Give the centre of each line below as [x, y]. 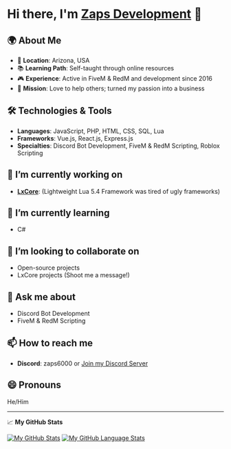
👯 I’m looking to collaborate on [73, 251]
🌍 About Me [34, 40]
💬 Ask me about [41, 297]
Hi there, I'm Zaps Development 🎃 [105, 14]
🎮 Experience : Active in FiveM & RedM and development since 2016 [115, 78]
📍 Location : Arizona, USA [53, 60]
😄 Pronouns [34, 385]
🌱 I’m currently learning [58, 213]
